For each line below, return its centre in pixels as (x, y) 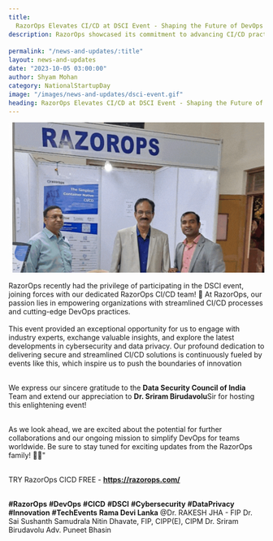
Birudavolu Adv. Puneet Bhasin (60, 530)
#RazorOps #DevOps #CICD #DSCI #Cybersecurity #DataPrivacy (121, 504)
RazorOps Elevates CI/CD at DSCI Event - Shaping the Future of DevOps (140, 26)
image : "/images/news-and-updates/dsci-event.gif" (96, 94)
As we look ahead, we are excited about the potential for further (115, 429)
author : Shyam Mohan (43, 77)
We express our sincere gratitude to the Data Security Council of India (127, 387)
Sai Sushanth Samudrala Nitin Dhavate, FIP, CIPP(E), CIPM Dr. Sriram (123, 521)
